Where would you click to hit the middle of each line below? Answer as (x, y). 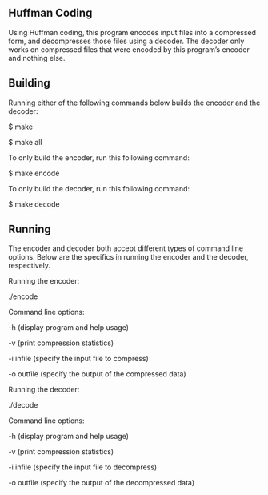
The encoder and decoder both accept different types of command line (126, 248)
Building (29, 83)
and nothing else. (37, 58)
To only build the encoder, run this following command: (99, 157)
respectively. (29, 266)
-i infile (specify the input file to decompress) (83, 467)
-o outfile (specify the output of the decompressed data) (102, 483)
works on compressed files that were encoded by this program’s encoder (129, 49)
